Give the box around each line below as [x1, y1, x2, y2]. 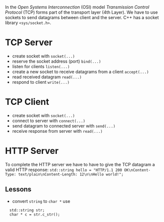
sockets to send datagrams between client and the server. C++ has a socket [5, 15, 159, 20]
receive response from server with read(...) [12, 128, 103, 134]
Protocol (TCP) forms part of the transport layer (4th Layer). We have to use [5, 9, 158, 15]
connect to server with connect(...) [12, 118, 86, 123]
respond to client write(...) [12, 79, 70, 85]
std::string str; [9, 208, 45, 213]
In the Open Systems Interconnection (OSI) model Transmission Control [5, 4, 149, 10]
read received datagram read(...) [12, 74, 82, 80]
